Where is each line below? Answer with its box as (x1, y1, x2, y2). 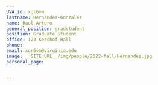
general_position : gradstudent (6, 25, 85, 32)
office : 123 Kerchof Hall (6, 37, 71, 42)
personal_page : (6, 59, 45, 65)
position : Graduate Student (6, 31, 77, 37)
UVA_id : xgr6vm (6, 8, 45, 15)
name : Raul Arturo (6, 20, 52, 26)
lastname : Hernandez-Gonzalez (6, 14, 83, 20)
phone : (6, 42, 23, 48)
